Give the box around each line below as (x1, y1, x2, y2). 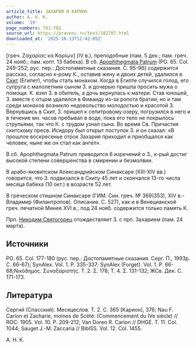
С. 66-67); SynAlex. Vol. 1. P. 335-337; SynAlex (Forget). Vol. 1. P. (6, 261, 164, 268)
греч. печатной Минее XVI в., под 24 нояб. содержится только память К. (6, 205, 188, 211)
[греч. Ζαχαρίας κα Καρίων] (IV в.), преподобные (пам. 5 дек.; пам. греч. (6, 52, 188, 59)
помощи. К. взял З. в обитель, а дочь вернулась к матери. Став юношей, (6, 89, 188, 96)
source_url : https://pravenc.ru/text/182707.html (6, 31, 130, 36)
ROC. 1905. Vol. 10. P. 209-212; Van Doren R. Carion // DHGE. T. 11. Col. (6, 318, 177, 326)
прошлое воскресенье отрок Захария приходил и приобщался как (6, 133, 174, 140)
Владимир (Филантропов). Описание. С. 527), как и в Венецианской (6, 198, 177, 205)
